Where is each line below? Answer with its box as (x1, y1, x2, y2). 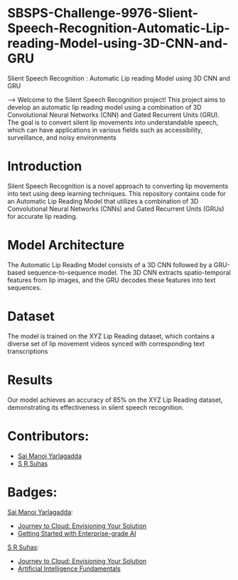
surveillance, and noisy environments (7, 133, 117, 142)
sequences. (7, 283, 42, 291)
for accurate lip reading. (7, 212, 78, 220)
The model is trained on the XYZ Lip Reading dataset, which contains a (7, 331, 215, 340)
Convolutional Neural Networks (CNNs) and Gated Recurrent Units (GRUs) (7, 204, 225, 213)
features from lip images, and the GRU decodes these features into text (7, 276, 216, 284)
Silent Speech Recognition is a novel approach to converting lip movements (7, 182, 229, 190)
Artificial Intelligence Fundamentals (17, 564, 121, 573)
